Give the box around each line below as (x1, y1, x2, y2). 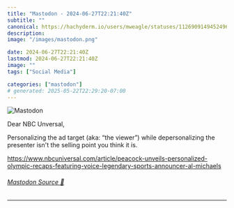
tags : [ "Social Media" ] (7, 68, 77, 75)
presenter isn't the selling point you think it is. (7, 141, 138, 149)
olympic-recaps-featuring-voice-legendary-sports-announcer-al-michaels (7, 162, 221, 170)
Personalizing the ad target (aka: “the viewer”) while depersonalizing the (7, 133, 215, 142)
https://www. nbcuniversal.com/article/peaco (7, 154, 136, 163)
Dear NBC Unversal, (7, 120, 65, 128)
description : (7, 29, 45, 37)
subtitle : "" (7, 17, 45, 24)
